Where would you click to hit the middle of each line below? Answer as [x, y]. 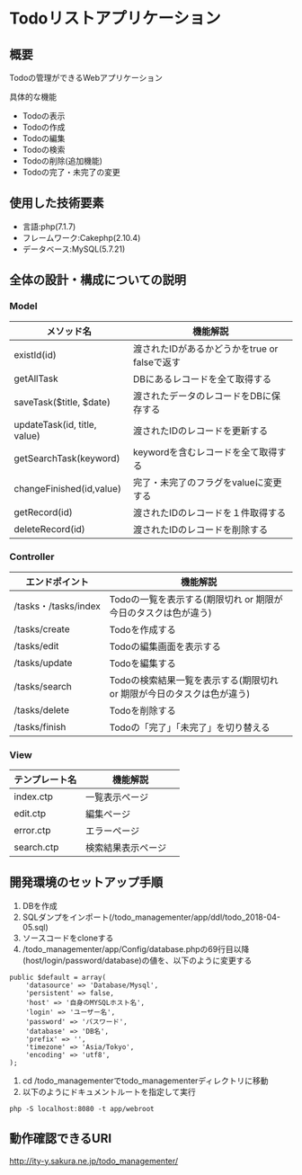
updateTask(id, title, [55, 424]
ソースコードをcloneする [68, 938]
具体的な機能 [33, 97]
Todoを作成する [143, 629]
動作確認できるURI [61, 1139]
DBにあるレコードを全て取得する [203, 378]
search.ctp [36, 848]
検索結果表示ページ [126, 848]
